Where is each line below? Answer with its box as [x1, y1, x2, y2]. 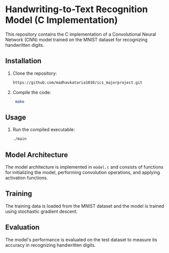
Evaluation [5, 223, 40, 232]
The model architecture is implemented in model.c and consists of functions [5, 164, 163, 170]
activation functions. [5, 175, 48, 181]
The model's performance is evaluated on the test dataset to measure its [5, 236, 157, 242]
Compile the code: [12, 89, 52, 95]
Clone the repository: [12, 70, 57, 76]
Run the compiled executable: [12, 126, 75, 133]
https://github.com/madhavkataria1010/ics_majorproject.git [12, 80, 143, 85]
